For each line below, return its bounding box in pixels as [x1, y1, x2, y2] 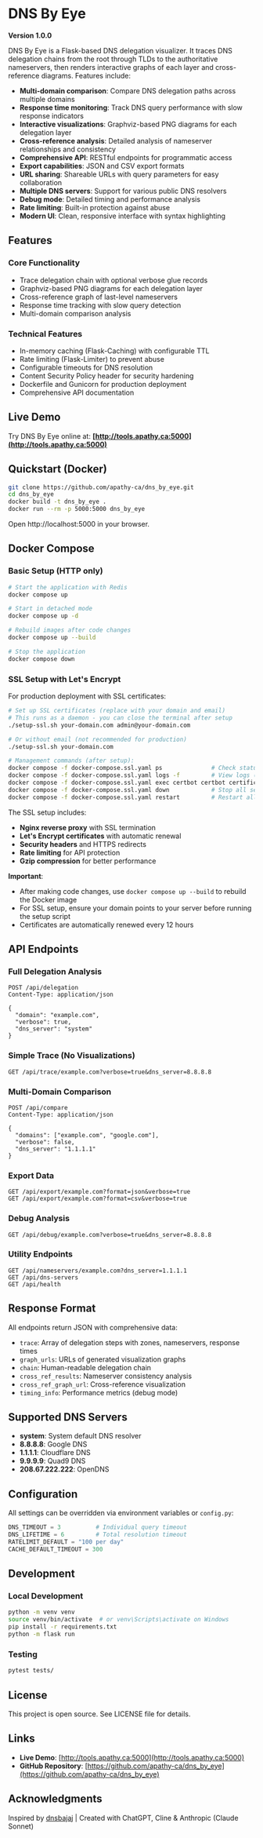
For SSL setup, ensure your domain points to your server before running [19, 903, 252, 913]
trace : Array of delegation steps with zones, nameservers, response [19, 1337, 240, 1347]
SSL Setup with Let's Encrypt [8, 673, 121, 684]
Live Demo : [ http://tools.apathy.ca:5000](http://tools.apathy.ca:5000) [19, 1752, 245, 1762]
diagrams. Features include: [41, 71, 131, 80]
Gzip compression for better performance [19, 856, 157, 866]
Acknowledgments [8, 1792, 103, 1806]
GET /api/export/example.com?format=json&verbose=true [8, 1188, 191, 1196]
